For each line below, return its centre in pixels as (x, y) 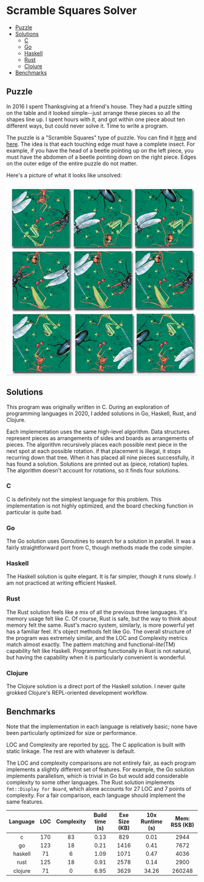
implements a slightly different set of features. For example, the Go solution (100, 769)
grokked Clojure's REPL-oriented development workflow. (77, 693)
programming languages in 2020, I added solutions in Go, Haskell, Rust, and (101, 413)
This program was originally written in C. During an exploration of (88, 407)
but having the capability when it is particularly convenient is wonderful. (96, 657)
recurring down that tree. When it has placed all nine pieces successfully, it (100, 457)
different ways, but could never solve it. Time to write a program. (87, 126)
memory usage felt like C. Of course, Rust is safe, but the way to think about (102, 618)
